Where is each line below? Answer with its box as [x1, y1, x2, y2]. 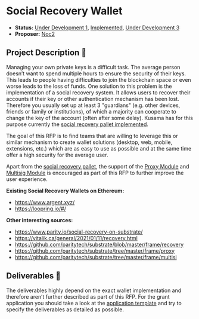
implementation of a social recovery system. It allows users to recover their [6, 88, 191, 96]
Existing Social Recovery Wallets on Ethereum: [6, 187, 125, 194]
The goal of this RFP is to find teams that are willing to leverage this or [6, 132, 178, 139]
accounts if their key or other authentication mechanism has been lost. [6, 95, 180, 102]
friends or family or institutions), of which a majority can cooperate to [6, 108, 177, 115]
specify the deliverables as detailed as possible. [6, 306, 124, 313]
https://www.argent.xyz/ [14, 198, 75, 205]
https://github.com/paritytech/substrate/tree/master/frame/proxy [14, 247, 175, 254]
